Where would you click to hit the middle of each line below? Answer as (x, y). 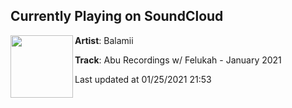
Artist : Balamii (104, 40)
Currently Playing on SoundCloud (117, 16)
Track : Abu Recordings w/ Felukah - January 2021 (178, 60)
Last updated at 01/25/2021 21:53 (143, 79)
